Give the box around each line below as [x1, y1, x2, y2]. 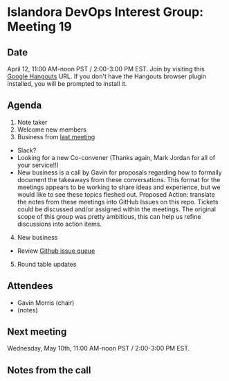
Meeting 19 [7, 19, 73, 35]
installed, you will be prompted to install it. [7, 80, 127, 87]
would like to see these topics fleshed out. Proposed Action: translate [17, 190, 216, 198]
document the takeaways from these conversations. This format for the [17, 175, 221, 184]
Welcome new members [17, 125, 86, 134]
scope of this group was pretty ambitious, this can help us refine [17, 212, 201, 220]
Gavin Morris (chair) [17, 299, 75, 307]
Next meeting [7, 326, 67, 338]
